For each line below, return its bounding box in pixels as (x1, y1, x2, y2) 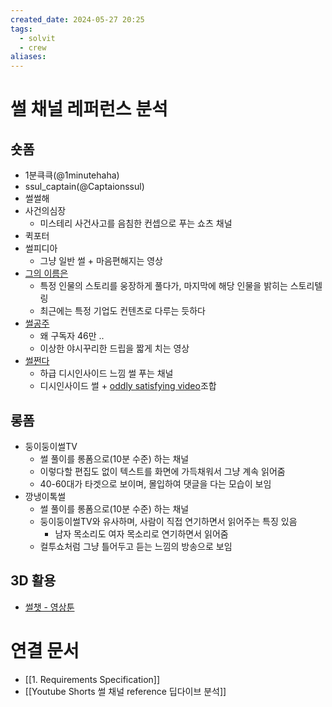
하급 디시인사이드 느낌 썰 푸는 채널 (39, 367, 174, 380)
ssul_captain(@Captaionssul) (24, 181, 145, 193)
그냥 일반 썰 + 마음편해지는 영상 (39, 255, 163, 267)
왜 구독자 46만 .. (39, 330, 105, 342)
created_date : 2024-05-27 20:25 (10, 14, 145, 25)
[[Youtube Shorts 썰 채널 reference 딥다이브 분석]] (24, 685, 227, 697)
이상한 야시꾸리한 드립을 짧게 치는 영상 (39, 342, 190, 355)
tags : (10, 24, 33, 34)
